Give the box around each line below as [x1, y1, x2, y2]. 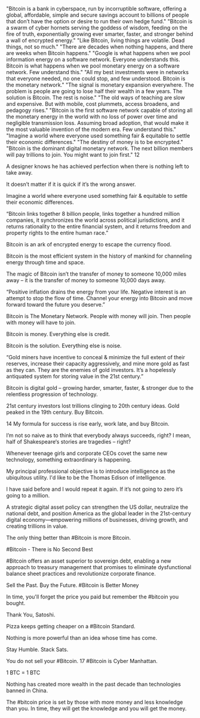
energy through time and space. [6, 259, 85, 265]
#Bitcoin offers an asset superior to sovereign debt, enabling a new [6, 557, 171, 564]
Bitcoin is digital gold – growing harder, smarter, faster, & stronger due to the [6, 384, 194, 391]
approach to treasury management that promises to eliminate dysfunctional [6, 564, 192, 570]
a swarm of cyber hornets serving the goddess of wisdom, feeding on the [6, 24, 188, 31]
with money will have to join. [6, 319, 76, 326]
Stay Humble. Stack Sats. [6, 646, 69, 653]
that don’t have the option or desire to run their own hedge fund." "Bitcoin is [6, 18, 193, 25]
